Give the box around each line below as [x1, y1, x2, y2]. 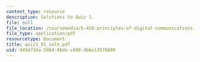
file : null [6, 19, 33, 25]
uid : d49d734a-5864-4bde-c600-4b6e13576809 [6, 47, 116, 53]
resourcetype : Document [6, 36, 65, 42]
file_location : [6, 25, 44, 31]
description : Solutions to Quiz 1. [6, 14, 95, 20]
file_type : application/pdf [6, 31, 76, 37]
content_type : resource [6, 8, 65, 15]
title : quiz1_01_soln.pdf [6, 42, 70, 48]
